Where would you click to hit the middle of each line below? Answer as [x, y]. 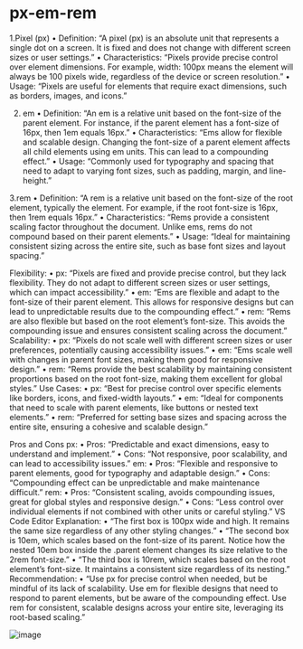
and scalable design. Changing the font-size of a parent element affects [156, 142]
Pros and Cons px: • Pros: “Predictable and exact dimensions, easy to [139, 444]
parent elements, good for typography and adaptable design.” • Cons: [140, 473]
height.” [37, 180]
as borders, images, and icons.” [68, 95]
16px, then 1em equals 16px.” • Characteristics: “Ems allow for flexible [152, 132]
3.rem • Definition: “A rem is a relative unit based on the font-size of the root [151, 198]
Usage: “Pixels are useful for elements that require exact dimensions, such [148, 86]
